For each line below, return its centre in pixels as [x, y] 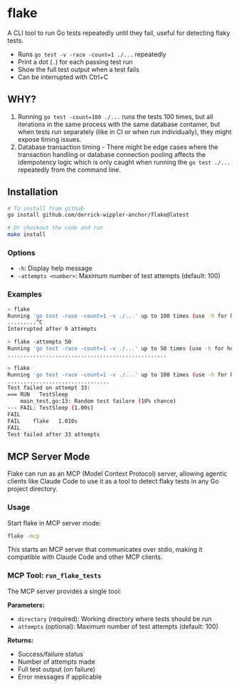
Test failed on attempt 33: [49, 388]
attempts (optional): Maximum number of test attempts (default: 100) [118, 626]
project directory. [33, 489]
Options [21, 252]
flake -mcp [23, 536]
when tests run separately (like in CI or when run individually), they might [124, 132]
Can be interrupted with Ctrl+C [63, 77]
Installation [33, 192]
